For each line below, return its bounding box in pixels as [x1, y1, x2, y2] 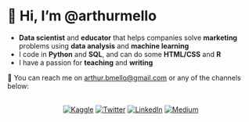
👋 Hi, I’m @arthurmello [7, 7, 157, 25]
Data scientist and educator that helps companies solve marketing [18, 33, 238, 42]
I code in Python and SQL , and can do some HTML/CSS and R [18, 49, 222, 59]
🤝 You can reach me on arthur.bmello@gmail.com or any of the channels [7, 73, 241, 82]
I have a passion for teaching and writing [18, 58, 153, 67]
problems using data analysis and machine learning [18, 41, 189, 50]
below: [7, 81, 29, 91]
